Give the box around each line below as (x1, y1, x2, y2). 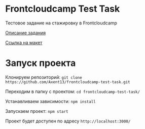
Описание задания (5, 29, 46, 36)
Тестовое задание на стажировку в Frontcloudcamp (5, 20, 118, 26)
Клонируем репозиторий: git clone (5, 74, 82, 80)
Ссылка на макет (5, 39, 43, 46)
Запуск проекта (5, 57, 76, 69)
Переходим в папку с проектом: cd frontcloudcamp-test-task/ (5, 88, 140, 94)
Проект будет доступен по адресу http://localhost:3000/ (5, 118, 131, 124)
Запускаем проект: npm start (5, 108, 68, 114)
